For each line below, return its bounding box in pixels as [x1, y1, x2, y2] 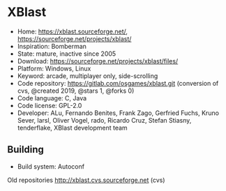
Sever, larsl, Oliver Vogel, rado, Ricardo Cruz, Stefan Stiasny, [17, 116, 192, 124]
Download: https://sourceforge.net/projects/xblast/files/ [17, 56, 179, 65]
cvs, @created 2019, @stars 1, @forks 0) [17, 86, 135, 95]
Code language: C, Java [17, 93, 87, 102]
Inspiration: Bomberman [17, 42, 87, 50]
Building [7, 144, 44, 155]
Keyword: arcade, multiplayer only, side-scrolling [17, 71, 158, 80]
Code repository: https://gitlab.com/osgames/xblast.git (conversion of [17, 79, 219, 87]
